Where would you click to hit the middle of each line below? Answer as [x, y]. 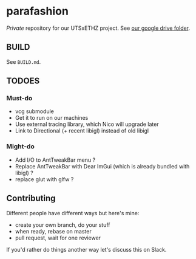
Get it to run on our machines [52, 118]
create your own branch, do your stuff [63, 225]
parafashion [37, 11]
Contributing [31, 199]
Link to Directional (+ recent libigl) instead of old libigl [82, 131]
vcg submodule [35, 111]
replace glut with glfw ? [44, 179]
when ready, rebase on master [53, 231]
